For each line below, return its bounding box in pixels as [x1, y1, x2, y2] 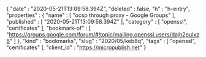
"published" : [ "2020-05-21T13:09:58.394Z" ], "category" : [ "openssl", [6, 18, 188, 25]
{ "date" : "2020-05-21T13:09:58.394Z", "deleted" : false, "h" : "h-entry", [6, 5, 190, 12]
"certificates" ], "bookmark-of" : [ [6, 24, 91, 32]
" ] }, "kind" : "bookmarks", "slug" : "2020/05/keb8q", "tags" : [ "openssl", [9, 38, 196, 44]
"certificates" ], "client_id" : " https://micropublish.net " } [6, 44, 146, 51]
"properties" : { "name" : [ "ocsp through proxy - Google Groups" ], [6, 12, 176, 19]
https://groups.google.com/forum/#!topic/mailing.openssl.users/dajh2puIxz [9, 31, 200, 38]
